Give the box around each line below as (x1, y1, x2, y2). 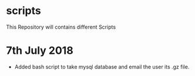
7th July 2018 (6, 44, 73, 57)
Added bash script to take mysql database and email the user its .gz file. (14, 63, 190, 70)
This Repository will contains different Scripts (6, 23, 116, 30)
